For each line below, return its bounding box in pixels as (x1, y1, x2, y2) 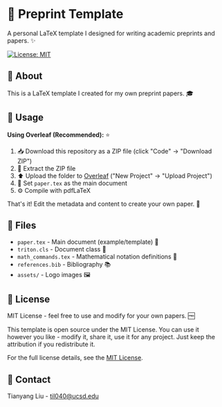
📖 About (7, 70, 43, 82)
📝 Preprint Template (7, 6, 124, 22)
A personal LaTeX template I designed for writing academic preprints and (7, 29, 216, 37)
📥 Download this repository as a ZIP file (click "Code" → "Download (17, 146, 212, 155)
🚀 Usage (7, 112, 44, 124)
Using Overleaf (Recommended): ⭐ (7, 131, 111, 139)
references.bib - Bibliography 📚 (17, 261, 111, 269)
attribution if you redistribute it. (7, 340, 95, 348)
